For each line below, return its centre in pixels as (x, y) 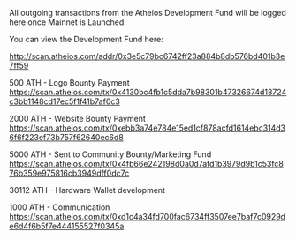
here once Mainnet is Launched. (68, 22)
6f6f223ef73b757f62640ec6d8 (66, 137)
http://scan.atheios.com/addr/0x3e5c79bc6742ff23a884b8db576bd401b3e (147, 56)
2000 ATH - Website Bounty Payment (77, 119)
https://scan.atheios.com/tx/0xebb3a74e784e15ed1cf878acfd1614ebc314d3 (147, 128)
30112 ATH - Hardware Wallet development (87, 190)
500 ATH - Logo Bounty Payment (69, 82)
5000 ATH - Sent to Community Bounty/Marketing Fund (110, 154)
